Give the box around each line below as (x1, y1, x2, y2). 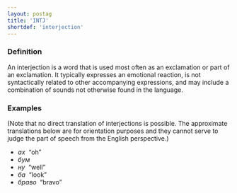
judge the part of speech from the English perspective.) (7, 134, 169, 142)
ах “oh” (17, 148, 42, 156)
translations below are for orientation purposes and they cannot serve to (7, 127, 219, 135)
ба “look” (17, 170, 47, 179)
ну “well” (17, 163, 46, 171)
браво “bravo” (17, 177, 62, 186)
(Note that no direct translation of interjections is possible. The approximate (7, 119, 228, 127)
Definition (7, 47, 42, 57)
